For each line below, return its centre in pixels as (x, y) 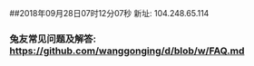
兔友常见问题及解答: (53, 39)
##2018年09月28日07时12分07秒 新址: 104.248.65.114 (109, 13)
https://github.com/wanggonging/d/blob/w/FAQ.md (127, 51)
